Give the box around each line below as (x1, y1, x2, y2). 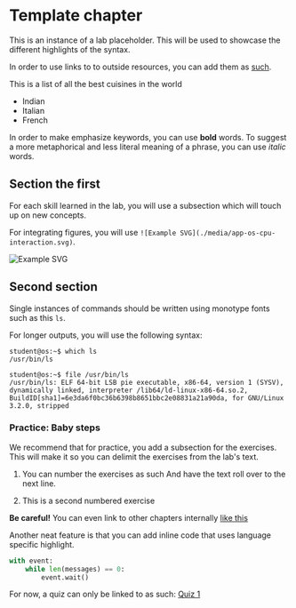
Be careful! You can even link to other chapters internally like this (9, 512, 249, 523)
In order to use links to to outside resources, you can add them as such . (9, 61, 272, 72)
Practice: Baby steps (9, 421, 100, 434)
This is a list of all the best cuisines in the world (9, 78, 182, 89)
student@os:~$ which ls (9, 347, 98, 356)
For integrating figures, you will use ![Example (9, 227, 177, 237)
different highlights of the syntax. (9, 44, 131, 54)
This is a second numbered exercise (21, 495, 156, 506)
